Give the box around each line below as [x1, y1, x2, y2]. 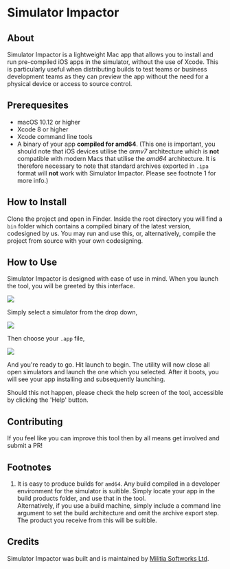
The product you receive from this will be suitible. [16, 516, 158, 524]
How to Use [7, 257, 58, 268]
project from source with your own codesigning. [7, 236, 143, 245]
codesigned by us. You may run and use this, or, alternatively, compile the [7, 229, 216, 237]
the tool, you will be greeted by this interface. [7, 282, 135, 290]
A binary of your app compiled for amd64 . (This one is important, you [16, 140, 216, 148]
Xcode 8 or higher [16, 125, 69, 133]
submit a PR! [7, 442, 43, 450]
